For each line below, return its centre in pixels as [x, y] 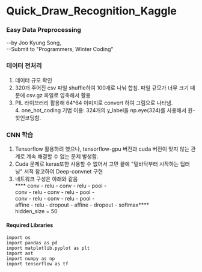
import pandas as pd [32, 243]
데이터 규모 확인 [33, 80]
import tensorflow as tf [37, 264]
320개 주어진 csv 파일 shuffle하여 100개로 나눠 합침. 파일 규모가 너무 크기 [102, 88]
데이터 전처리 [24, 66]
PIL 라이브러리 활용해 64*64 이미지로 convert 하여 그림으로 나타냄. [94, 103]
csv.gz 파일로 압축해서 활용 [59, 95]
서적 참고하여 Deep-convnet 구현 [63, 172]
